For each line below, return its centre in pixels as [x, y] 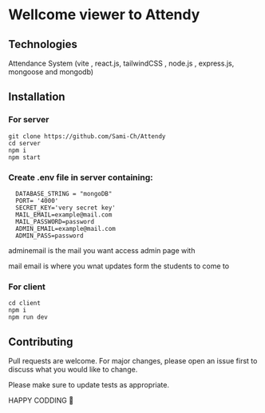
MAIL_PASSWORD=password [55, 221]
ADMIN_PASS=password [49, 236]
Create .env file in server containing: [81, 177]
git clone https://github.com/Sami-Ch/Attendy [87, 136]
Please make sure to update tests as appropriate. [89, 385]
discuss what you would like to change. [73, 370]
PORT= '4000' [37, 201]
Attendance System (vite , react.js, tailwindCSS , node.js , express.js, [121, 63]
